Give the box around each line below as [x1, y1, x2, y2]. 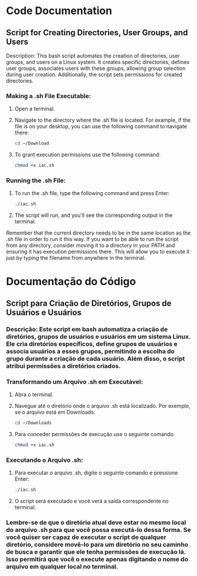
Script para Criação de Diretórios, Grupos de [6, 298, 172, 308]
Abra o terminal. [14, 391, 54, 398]
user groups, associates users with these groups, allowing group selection [6, 65, 186, 72]
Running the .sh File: [6, 176, 66, 185]
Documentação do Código [6, 275, 136, 289]
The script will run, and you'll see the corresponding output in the [14, 212, 173, 219]
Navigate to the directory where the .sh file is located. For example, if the [14, 116, 191, 124]
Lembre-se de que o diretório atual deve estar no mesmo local [6, 518, 186, 527]
